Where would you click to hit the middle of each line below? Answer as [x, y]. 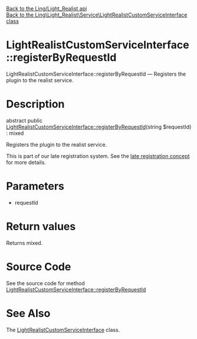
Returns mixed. [24, 243]
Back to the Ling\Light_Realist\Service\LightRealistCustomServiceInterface [97, 15]
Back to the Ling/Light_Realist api [47, 9]
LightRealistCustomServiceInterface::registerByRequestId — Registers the [96, 74]
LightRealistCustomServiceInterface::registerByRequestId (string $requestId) [99, 127]
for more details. [26, 162]
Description [35, 104]
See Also [28, 313]
